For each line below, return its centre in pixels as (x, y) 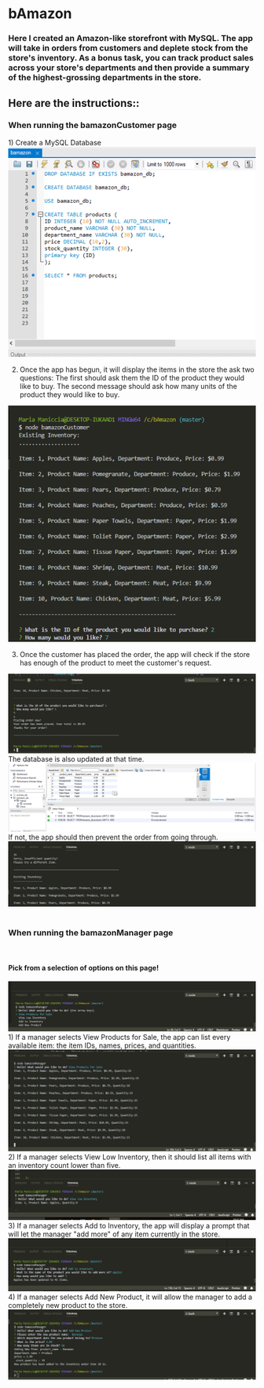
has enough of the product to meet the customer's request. (115, 663)
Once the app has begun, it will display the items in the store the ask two (137, 369)
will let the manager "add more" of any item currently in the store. (114, 1234)
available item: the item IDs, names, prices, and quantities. (102, 1045)
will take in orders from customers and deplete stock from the (128, 48)
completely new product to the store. (68, 1305)
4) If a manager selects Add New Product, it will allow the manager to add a (130, 1297)
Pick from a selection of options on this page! (84, 968)
